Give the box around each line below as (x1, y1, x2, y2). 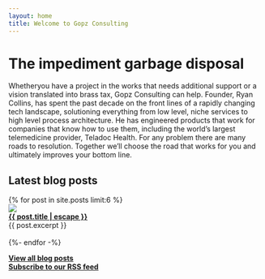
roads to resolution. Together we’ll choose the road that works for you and (8, 141, 257, 151)
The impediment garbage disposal (8, 54, 245, 73)
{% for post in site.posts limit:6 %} (8, 195, 123, 205)
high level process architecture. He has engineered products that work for (8, 115, 255, 126)
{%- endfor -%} (8, 238, 62, 247)
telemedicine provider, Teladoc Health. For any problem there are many (8, 133, 246, 143)
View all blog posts (8, 253, 75, 264)
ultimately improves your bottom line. (8, 150, 132, 160)
